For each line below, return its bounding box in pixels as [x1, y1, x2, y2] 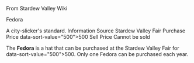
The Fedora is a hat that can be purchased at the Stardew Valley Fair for [6, 45, 179, 51]
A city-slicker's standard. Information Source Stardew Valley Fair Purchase [6, 27, 186, 34]
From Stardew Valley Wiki [6, 5, 68, 12]
